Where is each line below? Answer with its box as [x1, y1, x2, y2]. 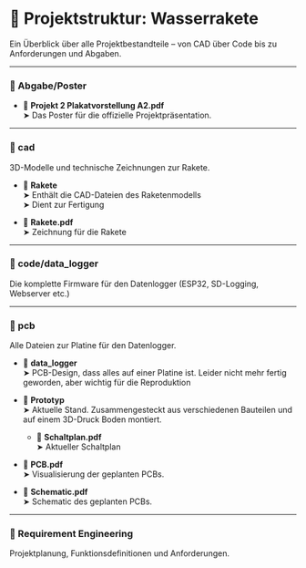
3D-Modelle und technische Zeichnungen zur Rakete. [9, 161, 210, 172]
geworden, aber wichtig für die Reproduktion [22, 377, 191, 388]
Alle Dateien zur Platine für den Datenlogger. [9, 340, 177, 351]
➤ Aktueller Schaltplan [36, 441, 121, 452]
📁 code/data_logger [9, 257, 98, 270]
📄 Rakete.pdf [22, 216, 74, 227]
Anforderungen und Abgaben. [9, 47, 122, 58]
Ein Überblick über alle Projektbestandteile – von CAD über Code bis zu [9, 38, 278, 49]
